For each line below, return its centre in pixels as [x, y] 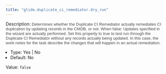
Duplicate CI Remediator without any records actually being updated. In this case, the [82, 38]
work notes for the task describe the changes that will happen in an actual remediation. [83, 43]
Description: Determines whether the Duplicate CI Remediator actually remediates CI [83, 24]
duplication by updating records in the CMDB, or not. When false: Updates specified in [83, 29]
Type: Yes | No [25, 52]
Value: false [18, 67]
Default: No [22, 57]
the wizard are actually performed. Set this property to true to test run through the [78, 34]
